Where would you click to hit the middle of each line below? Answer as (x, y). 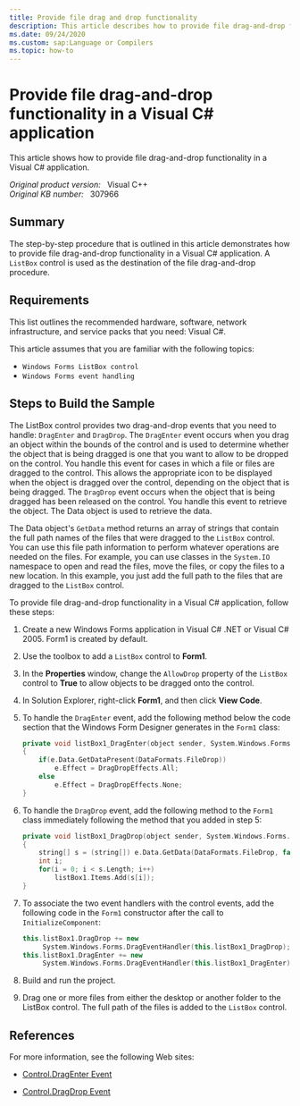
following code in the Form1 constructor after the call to (123, 912)
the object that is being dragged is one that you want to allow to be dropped (149, 453)
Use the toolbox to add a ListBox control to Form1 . (115, 656)
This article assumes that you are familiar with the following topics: (132, 349)
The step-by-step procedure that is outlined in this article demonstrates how (150, 243)
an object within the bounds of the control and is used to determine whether (149, 444)
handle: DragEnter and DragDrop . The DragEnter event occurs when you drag (149, 435)
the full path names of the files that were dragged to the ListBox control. (142, 537)
